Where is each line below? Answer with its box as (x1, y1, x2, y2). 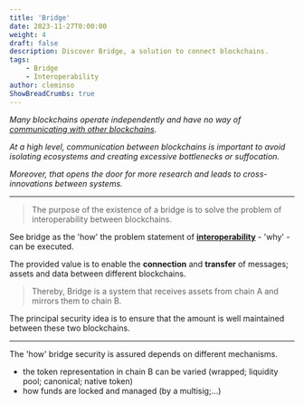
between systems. (54, 178, 124, 188)
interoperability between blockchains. (31, 214, 172, 225)
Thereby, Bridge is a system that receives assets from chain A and (31, 285, 279, 296)
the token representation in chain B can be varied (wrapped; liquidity (22, 366, 279, 377)
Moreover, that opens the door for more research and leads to (9, 169, 242, 179)
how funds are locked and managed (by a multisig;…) (22, 385, 222, 396)
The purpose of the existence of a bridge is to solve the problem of (31, 204, 282, 215)
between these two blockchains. (9, 323, 131, 333)
